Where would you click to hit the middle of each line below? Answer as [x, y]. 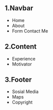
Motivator [22, 64]
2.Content [21, 47]
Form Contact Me [30, 31]
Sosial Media [25, 91]
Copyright [22, 102]
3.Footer [18, 80]
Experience [23, 58]
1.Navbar [19, 8]
